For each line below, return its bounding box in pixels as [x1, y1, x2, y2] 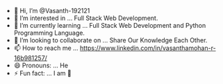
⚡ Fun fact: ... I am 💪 [13, 69, 72, 77]
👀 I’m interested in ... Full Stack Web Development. [13, 14, 158, 22]
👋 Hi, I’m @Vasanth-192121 [13, 7, 90, 15]
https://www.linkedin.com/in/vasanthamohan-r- [79, 44, 217, 52]
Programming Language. [13, 28, 85, 37]
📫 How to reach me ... [13, 44, 79, 52]
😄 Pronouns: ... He [13, 61, 68, 69]
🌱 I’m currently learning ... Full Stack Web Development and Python [13, 22, 206, 29]
